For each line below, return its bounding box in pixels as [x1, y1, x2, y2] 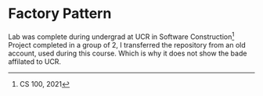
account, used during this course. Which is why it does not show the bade [8, 48, 247, 58]
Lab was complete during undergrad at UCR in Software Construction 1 [8, 30, 235, 41]
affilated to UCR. [8, 56, 61, 66]
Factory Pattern [8, 5, 112, 23]
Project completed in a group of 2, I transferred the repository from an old [8, 40, 247, 49]
